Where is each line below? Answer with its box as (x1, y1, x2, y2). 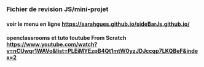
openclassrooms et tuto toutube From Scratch (6, 34, 127, 42)
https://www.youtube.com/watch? (6, 41, 98, 48)
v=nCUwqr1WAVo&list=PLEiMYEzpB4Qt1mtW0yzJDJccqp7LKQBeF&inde (6, 47, 198, 55)
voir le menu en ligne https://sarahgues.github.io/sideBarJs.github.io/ (6, 20, 190, 28)
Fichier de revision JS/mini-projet (6, 5, 109, 14)
